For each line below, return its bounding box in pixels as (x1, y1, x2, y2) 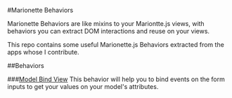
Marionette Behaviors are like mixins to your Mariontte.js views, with (7, 20, 205, 27)
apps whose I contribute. (7, 48, 79, 56)
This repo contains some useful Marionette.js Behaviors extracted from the (7, 41, 225, 48)
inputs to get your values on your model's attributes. (7, 83, 159, 90)
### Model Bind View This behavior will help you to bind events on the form (7, 75, 225, 83)
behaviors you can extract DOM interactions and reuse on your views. (7, 27, 210, 35)
